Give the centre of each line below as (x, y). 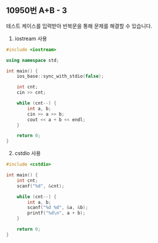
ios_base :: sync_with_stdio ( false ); (60, 76)
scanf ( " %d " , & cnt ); (41, 186)
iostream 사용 (31, 38)
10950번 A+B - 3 (37, 11)
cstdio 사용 (28, 153)
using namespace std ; (33, 60)
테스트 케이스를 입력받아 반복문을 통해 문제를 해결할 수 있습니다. (79, 26)
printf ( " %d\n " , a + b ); (56, 213)
